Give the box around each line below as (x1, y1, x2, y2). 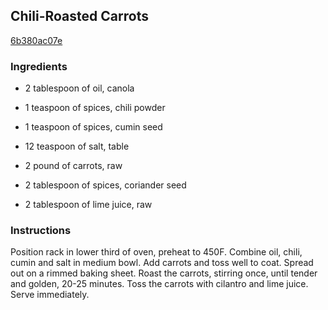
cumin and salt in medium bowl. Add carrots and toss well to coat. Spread (10, 257, 314, 269)
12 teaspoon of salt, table (24, 140, 130, 153)
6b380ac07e (10, 34, 63, 46)
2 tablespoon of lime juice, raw (24, 199, 153, 211)
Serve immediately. (10, 289, 90, 301)
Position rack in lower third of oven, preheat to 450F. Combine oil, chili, (10, 246, 303, 258)
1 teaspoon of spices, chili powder (24, 102, 166, 114)
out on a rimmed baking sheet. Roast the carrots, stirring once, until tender (10, 267, 318, 279)
